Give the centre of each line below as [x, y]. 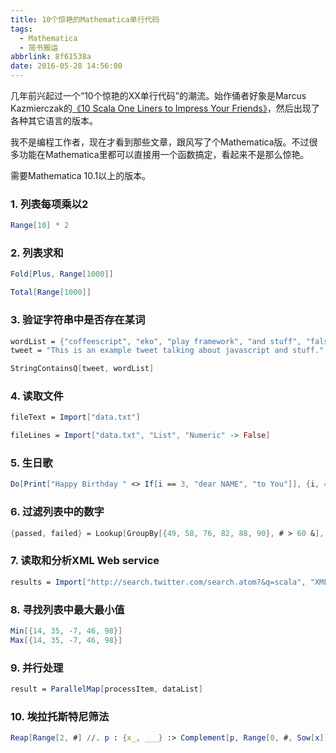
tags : [21, 29]
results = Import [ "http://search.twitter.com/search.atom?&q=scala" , [158, 582]
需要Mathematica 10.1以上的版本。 [81, 175]
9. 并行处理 [37, 668]
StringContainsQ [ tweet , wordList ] [82, 369]
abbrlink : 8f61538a [51, 57]
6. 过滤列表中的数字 [57, 512]
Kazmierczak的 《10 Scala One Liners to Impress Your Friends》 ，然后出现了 [165, 108]
